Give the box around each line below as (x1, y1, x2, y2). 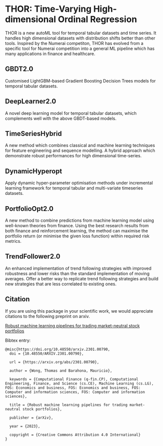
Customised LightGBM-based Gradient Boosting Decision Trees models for (5, 78, 156, 84)
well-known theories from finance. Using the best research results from (5, 223, 149, 228)
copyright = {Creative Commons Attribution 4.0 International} (9, 432, 141, 437)
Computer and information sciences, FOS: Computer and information (5, 389, 145, 394)
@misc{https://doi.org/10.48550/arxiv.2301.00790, (5, 347, 110, 352)
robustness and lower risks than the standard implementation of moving (5, 270, 150, 276)
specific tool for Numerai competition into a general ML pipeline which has (5, 45, 155, 51)
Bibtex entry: (5, 337, 31, 343)
